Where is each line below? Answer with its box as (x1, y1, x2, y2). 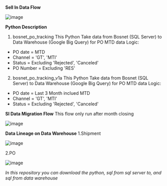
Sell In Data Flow (5, 5, 41, 10)
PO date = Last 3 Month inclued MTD (12, 90, 90, 96)
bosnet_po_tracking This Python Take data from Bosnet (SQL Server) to (12, 34, 162, 40)
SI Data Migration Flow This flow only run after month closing (5, 111, 134, 117)
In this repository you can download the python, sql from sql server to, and (5, 170, 162, 175)
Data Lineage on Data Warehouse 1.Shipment (5, 130, 101, 136)
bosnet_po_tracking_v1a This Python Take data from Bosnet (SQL (12, 75, 148, 81)
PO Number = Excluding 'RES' (12, 65, 75, 71)
